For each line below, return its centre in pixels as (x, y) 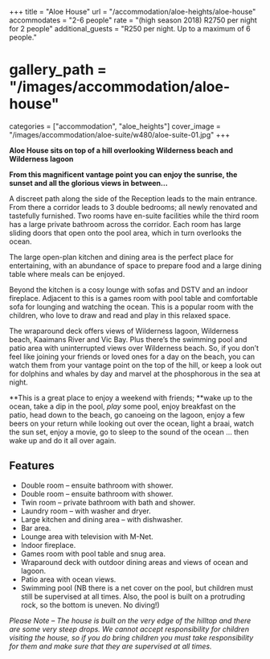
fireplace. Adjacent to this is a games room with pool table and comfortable (133, 298)
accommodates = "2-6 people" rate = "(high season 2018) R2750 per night (133, 20)
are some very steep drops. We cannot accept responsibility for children (129, 629)
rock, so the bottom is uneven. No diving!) (90, 605)
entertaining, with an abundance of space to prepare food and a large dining (135, 266)
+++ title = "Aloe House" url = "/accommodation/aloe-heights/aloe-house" (133, 12)
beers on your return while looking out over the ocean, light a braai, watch (131, 423)
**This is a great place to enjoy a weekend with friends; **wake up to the (131, 397)
